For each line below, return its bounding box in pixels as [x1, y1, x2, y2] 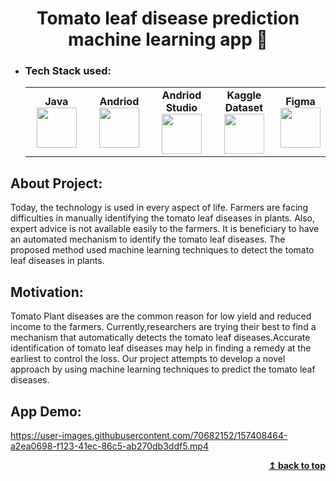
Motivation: [10, 283, 84, 301]
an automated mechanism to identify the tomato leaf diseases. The [10, 233, 286, 246]
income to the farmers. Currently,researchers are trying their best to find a [10, 321, 317, 333]
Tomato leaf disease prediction [36, 7, 300, 30]
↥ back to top [268, 459, 326, 471]
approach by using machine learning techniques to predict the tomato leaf [10, 363, 316, 376]
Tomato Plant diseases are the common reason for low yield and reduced [10, 310, 312, 322]
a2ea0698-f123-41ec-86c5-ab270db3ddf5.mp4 [10, 440, 209, 452]
